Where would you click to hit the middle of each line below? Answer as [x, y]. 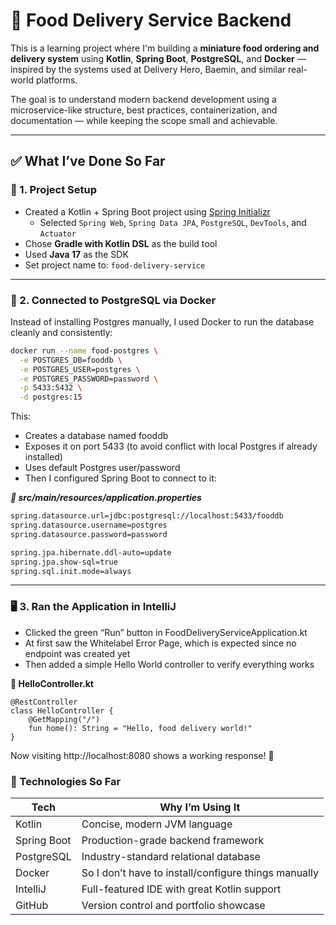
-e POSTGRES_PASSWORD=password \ [89, 379]
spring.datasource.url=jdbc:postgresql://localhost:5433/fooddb [147, 516]
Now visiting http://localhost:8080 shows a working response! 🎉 [142, 755]
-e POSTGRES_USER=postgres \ [80, 369]
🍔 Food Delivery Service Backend [151, 20]
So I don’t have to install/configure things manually [200, 873]
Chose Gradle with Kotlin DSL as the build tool [121, 243]
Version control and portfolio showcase [173, 906]
